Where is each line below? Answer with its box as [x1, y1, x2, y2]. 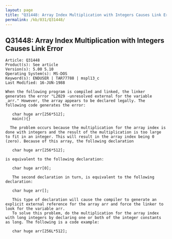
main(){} [12, 116, 31, 121]
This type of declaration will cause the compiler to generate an [12, 197, 157, 203]
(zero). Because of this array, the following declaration [5, 139, 134, 144]
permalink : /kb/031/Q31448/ [5, 17, 66, 22]
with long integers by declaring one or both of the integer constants [5, 215, 161, 220]
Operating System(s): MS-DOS [5, 71, 68, 77]
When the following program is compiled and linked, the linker [5, 89, 145, 95]
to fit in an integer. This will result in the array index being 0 [5, 134, 155, 139]
